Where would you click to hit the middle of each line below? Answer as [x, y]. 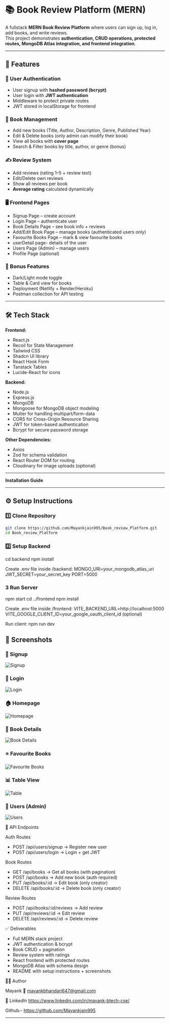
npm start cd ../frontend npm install [42, 599]
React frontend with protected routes [51, 960]
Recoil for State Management [43, 345]
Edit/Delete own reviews [38, 178]
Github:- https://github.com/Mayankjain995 [51, 1011]
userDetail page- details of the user [50, 242]
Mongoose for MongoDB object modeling [56, 408]
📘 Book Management [31, 119]
